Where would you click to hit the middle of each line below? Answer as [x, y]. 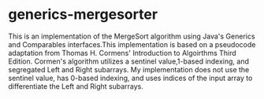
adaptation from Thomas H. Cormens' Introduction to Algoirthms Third [122, 53]
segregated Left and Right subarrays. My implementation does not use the [129, 69]
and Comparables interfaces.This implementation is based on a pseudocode [132, 44]
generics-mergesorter [83, 15]
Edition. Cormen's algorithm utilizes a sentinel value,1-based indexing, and [129, 61]
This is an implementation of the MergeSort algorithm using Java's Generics [132, 36]
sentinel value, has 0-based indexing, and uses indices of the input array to [130, 78]
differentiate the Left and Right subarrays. [76, 86]
